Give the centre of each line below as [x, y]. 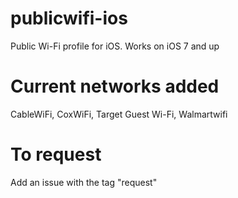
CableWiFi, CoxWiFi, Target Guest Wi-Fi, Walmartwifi [119, 114]
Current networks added [115, 86]
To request [56, 154]
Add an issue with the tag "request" [84, 182]
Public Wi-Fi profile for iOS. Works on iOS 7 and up [115, 46]
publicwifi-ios [69, 18]
